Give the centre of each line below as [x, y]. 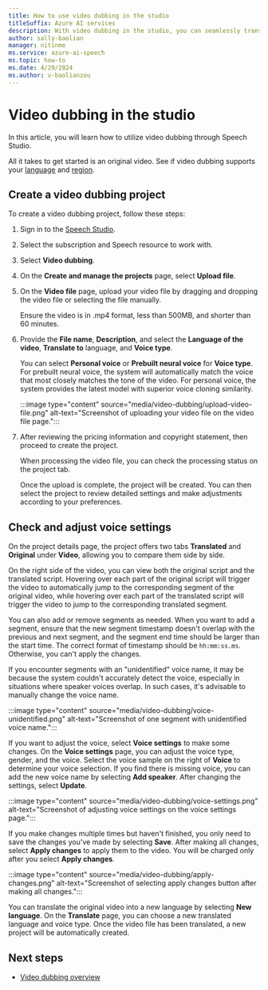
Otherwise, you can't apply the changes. [75, 654]
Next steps [36, 958]
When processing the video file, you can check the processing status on [139, 461]
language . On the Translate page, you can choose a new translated [120, 916]
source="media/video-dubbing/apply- [152, 875]
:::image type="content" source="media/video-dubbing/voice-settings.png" [133, 801]
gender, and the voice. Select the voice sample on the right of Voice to [124, 760]
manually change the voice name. [64, 695]
